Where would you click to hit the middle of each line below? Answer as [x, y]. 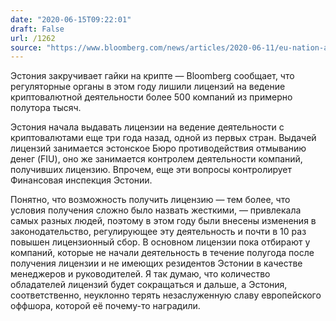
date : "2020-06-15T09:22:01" [71, 19]
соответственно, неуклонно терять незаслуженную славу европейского [166, 295]
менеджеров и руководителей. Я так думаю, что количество [140, 274]
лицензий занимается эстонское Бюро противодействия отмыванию [158, 148]
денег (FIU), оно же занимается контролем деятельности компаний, [156, 159]
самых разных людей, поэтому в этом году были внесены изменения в [163, 221]
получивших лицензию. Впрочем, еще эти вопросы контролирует [151, 170]
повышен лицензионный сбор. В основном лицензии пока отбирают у [160, 242]
